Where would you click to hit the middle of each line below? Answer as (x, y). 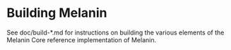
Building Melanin (57, 13)
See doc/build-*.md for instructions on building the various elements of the (115, 32)
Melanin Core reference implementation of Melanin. (82, 39)
